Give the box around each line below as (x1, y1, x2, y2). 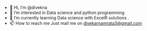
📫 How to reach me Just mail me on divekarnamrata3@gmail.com (9, 20, 142, 26)
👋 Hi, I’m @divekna (9, 5, 47, 10)
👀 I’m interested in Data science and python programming (9, 10, 125, 15)
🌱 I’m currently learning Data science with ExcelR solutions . (9, 15, 129, 20)
